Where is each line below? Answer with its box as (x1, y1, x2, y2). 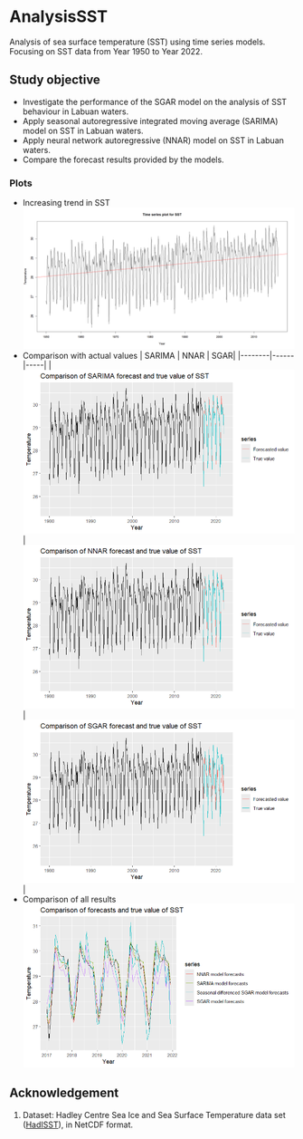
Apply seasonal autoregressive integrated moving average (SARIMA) (22, 115, 279, 126)
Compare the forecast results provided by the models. (22, 154, 224, 165)
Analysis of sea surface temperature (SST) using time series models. (9, 36, 266, 47)
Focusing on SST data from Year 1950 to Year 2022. (9, 45, 204, 56)
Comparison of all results (22, 894, 117, 905)
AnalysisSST (9, 6, 109, 27)
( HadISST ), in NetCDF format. (22, 1119, 134, 1130)
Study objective (9, 72, 101, 88)
